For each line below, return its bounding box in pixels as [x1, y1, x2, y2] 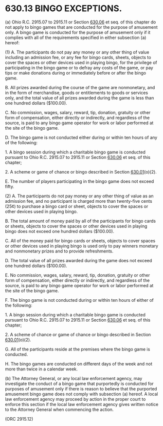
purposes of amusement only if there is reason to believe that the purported [5, 386, 157, 391]
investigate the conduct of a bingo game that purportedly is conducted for [5, 381, 154, 387]
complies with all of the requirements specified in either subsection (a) [5, 35, 146, 40]
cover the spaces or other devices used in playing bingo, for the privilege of [5, 59, 157, 65]
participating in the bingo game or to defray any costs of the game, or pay [5, 64, 153, 71]
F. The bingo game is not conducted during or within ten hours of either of [5, 297, 154, 303]
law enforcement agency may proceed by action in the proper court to [5, 396, 146, 402]
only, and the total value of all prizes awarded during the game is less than [5, 95, 154, 100]
